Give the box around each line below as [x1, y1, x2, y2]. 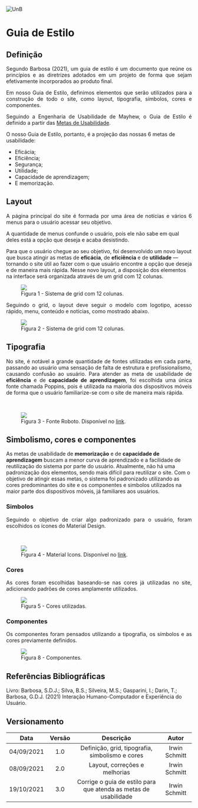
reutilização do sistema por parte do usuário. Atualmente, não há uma [6, 463, 176, 470]
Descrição [101, 734, 131, 742]
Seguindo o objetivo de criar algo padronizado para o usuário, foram [6, 516, 192, 523]
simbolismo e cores [89, 751, 144, 759]
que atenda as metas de [83, 785, 150, 793]
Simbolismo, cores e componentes [6, 435, 137, 445]
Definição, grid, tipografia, [80, 744, 153, 752]
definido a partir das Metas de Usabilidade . [6, 120, 111, 126]
